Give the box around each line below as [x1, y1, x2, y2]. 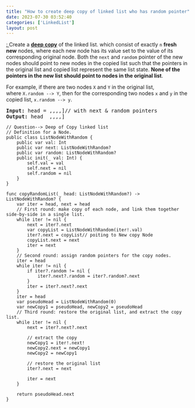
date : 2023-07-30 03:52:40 [6, 14, 72, 20]
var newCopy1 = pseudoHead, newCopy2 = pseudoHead [16, 304, 143, 310]
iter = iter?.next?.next [27, 284, 88, 289]
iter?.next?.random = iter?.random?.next [37, 274, 141, 279]
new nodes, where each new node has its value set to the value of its [6, 48, 173, 55]
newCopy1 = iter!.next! [27, 340, 85, 346]
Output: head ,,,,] [6, 113, 66, 120]
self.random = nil [27, 171, 72, 177]
